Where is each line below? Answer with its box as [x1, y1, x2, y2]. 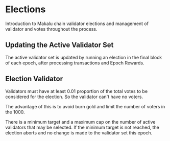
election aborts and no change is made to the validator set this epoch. [5, 129, 152, 136]
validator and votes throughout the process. [5, 26, 98, 32]
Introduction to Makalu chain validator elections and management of [5, 20, 149, 27]
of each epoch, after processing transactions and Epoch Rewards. [5, 60, 144, 66]
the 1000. [5, 109, 25, 115]
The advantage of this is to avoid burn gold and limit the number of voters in [5, 103, 165, 109]
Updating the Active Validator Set [5, 41, 114, 50]
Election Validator [5, 75, 63, 83]
